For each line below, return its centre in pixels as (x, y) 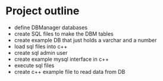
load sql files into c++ (41, 46)
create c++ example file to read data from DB (70, 71)
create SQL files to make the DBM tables (64, 33)
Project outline (43, 11)
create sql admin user (41, 52)
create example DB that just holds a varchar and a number (85, 40)
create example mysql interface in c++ (62, 59)
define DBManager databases (51, 27)
